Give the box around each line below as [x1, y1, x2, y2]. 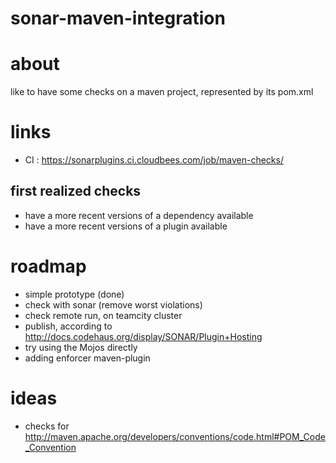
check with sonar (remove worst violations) [24, 298, 203, 311]
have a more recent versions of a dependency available [24, 209, 254, 221]
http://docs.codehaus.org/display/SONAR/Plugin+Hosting [24, 330, 263, 342]
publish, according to [24, 320, 113, 332]
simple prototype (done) [24, 288, 125, 300]
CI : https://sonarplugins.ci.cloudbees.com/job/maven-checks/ [24, 154, 284, 166]
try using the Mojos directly [24, 341, 138, 353]
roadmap [10, 255, 87, 278]
